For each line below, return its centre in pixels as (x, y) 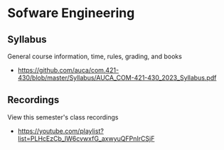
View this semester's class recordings (63, 117)
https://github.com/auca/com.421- (68, 70)
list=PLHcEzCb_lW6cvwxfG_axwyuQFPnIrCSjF (86, 138)
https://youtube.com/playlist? (61, 131)
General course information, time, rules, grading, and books (95, 56)
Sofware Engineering (71, 13)
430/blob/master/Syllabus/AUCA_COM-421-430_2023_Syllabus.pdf (117, 77)
